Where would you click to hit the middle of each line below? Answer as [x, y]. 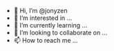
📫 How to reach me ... [46, 40]
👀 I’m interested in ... [43, 18]
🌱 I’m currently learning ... [50, 25]
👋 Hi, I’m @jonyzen [40, 11]
